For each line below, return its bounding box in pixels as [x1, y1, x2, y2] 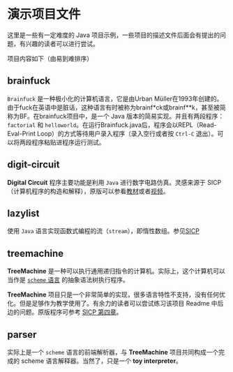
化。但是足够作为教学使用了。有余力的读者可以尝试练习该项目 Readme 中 [7, 299, 218, 308]
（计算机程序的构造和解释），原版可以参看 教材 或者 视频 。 [7, 186, 170, 195]
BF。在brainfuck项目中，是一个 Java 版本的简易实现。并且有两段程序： [19, 112, 225, 120]
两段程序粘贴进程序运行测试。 [19, 137, 105, 147]
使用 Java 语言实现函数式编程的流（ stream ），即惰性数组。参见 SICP [7, 227, 200, 235]
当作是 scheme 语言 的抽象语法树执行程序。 [7, 276, 129, 284]
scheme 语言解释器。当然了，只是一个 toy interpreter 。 [20, 357, 183, 365]
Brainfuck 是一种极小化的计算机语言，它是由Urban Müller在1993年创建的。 [7, 94, 223, 103]
